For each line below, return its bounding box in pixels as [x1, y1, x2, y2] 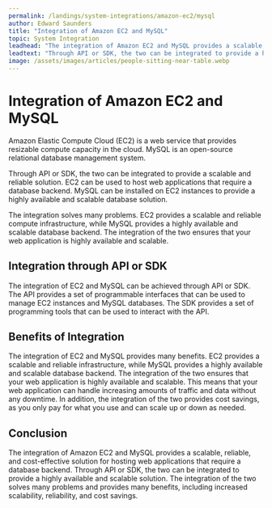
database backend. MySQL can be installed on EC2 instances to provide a [8, 185, 256, 195]
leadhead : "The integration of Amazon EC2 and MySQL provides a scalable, [8, 42, 266, 50]
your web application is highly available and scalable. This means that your [8, 377, 258, 387]
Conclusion [8, 426, 68, 440]
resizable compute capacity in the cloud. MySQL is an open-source [8, 144, 233, 154]
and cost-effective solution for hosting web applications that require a [8, 456, 241, 466]
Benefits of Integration [8, 330, 125, 344]
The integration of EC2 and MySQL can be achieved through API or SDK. [8, 281, 251, 290]
